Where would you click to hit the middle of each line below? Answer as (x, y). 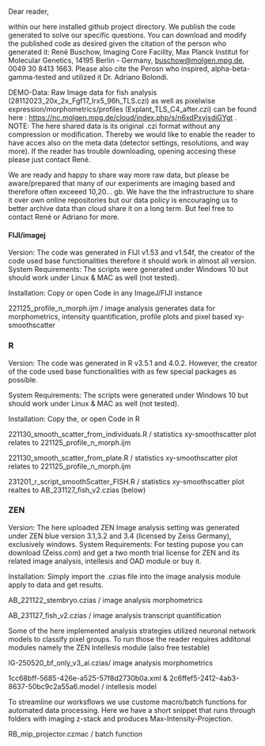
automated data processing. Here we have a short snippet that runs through (132, 710)
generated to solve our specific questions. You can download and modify (127, 35)
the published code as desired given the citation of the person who (117, 43)
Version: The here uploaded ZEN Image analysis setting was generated (124, 527)
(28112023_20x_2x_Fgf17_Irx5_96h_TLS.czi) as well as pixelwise (112, 101)
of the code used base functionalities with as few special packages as (123, 371)
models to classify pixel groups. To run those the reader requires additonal (129, 639)
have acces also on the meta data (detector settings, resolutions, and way (129, 143)
